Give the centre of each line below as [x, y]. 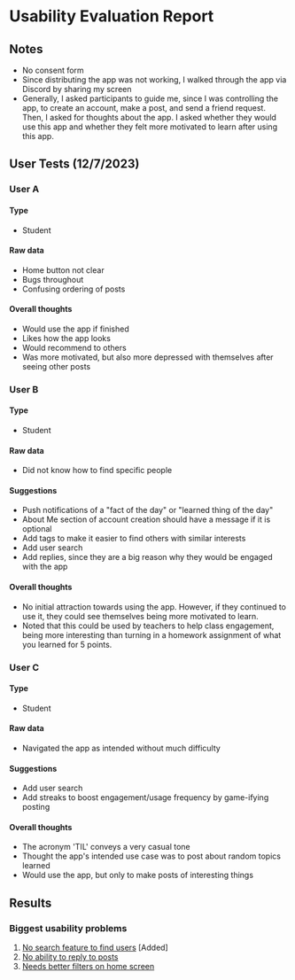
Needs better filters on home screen [88, 967]
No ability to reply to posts [70, 957]
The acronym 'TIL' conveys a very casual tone [106, 847]
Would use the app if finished [76, 329]
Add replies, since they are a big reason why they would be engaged [147, 557]
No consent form [53, 70]
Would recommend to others [74, 347]
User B [24, 389]
